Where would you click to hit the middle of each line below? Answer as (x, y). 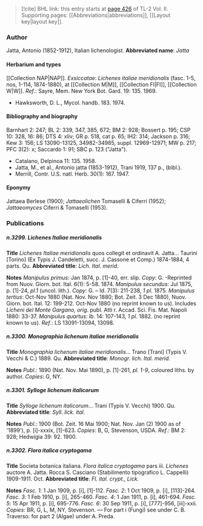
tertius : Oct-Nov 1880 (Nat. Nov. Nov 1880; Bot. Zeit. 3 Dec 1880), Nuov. (96, 297)
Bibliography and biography (42, 116)
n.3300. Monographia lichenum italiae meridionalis (73, 336)
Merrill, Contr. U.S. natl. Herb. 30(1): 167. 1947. (72, 174)
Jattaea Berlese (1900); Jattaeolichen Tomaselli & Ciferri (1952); (86, 201)
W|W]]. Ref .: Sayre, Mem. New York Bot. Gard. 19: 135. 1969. (82, 91)
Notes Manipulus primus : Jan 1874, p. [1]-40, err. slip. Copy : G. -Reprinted (99, 278)
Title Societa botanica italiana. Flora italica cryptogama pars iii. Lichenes (98, 465)
